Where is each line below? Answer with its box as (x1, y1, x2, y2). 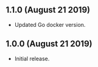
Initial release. (14, 55, 50, 62)
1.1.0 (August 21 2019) (5, 5, 91, 15)
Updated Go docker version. (14, 21, 86, 28)
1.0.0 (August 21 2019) (5, 39, 93, 49)
